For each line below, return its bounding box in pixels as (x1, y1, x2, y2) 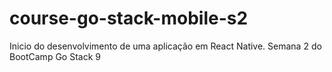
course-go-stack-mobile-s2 (9, 7, 249, 30)
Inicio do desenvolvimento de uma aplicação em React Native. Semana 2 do (9, 40, 322, 52)
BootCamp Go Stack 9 (9, 50, 101, 62)
